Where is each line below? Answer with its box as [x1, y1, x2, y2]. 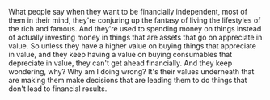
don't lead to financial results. [8, 84, 108, 94]
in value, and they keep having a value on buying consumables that [8, 50, 233, 59]
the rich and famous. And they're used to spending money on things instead [8, 24, 262, 33]
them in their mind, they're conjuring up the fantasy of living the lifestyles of [8, 15, 261, 25]
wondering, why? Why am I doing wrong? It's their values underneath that [8, 67, 255, 76]
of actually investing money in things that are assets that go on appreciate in [8, 32, 263, 42]
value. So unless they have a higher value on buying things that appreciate [8, 41, 257, 51]
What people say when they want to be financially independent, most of [8, 7, 248, 16]
